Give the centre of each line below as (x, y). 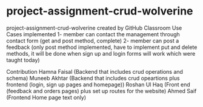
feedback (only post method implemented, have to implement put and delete (102, 47)
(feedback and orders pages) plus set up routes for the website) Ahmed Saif (101, 91)
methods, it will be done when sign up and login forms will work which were (101, 53)
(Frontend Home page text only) (46, 97)
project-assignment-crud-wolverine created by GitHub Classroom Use (94, 28)
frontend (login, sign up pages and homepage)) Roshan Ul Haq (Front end (98, 84)
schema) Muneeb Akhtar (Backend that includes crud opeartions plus (93, 78)
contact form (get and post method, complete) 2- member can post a (93, 41)
